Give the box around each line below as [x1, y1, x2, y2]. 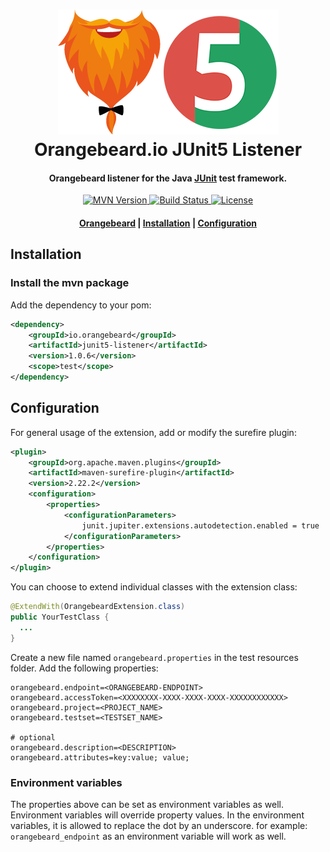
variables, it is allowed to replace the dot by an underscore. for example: [10, 820, 308, 832]
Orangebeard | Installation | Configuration [79, 217, 257, 229]
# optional [10, 732, 56, 743]
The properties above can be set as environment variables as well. [10, 799, 285, 811]
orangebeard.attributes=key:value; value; [10, 752, 190, 763]
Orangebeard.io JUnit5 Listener [33, 139, 303, 161]
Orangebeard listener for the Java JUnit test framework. [48, 172, 288, 184]
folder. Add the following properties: [10, 662, 159, 674]
